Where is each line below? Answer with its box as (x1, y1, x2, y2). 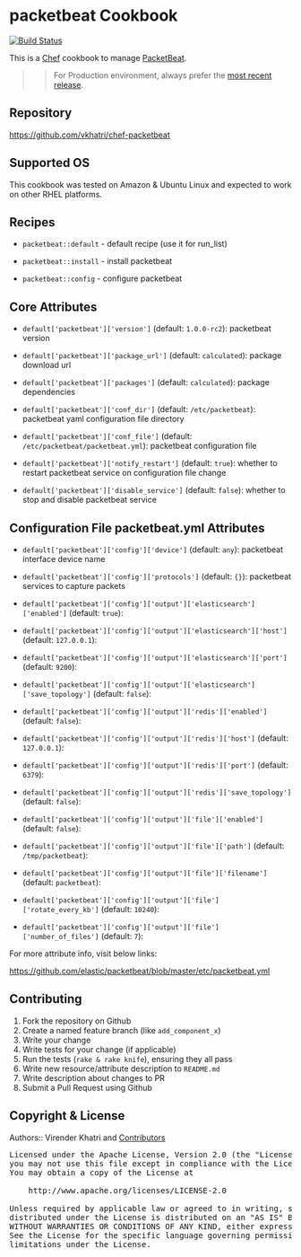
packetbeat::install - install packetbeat (21, 256, 173, 267)
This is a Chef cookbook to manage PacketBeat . (9, 52, 187, 63)
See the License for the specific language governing (9, 1230, 251, 1240)
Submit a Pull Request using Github (21, 1082, 152, 1093)
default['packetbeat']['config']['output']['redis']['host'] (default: (21, 733, 288, 743)
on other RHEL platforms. (9, 189, 103, 199)
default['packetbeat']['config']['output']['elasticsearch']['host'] (21, 627, 288, 636)
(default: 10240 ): (100, 904, 159, 914)
